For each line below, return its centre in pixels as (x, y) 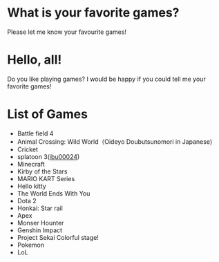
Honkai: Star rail (40, 208)
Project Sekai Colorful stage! (58, 237)
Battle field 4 (35, 133)
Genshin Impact (40, 230)
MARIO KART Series (46, 178)
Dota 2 (27, 200)
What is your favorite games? (93, 13)
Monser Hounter (40, 223)
